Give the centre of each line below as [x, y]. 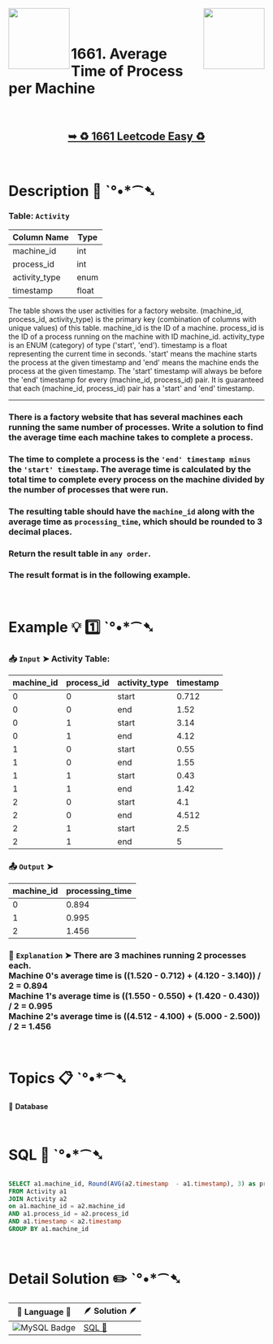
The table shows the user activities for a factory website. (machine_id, [126, 310]
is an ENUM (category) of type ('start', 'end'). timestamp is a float [118, 345]
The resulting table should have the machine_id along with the [132, 511]
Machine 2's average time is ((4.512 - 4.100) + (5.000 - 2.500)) [134, 1016]
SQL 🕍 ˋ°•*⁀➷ [56, 1155]
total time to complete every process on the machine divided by [137, 479]
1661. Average [119, 54]
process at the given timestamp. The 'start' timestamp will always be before [135, 371]
